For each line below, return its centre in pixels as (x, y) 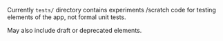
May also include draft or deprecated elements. (75, 30)
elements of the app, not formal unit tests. (67, 17)
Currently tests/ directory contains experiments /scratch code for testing (111, 10)
